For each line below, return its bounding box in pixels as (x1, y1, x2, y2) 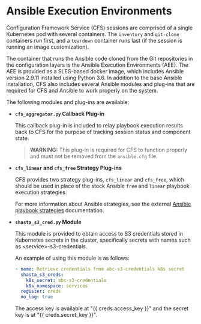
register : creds (20, 289, 61, 295)
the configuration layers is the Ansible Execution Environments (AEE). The (6, 61, 189, 69)
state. (14, 134, 29, 142)
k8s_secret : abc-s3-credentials (26, 277, 107, 283)
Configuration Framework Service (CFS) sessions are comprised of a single (6, 24, 193, 31)
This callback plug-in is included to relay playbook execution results (14, 121, 183, 129)
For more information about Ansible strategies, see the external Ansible (14, 200, 191, 207)
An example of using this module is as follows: (14, 254, 130, 261)
